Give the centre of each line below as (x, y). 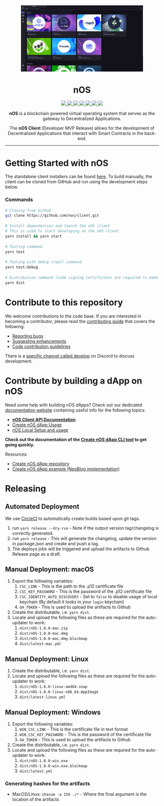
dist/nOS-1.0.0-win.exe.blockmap (53, 766)
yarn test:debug (21, 268)
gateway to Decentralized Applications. (82, 119)
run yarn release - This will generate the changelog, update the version (84, 538)
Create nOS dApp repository (41, 464)
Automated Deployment (42, 507)
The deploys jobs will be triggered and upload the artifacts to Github (81, 549)
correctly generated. (33, 533)
